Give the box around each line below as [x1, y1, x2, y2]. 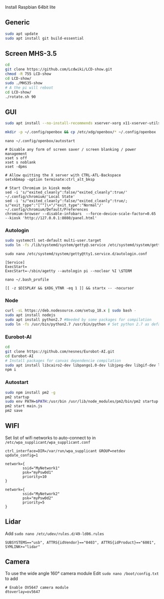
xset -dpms [5, 164, 27, 169]
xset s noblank [5, 160, 36, 165]
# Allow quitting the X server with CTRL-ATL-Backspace [5, 172, 121, 178]
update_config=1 [5, 453, 38, 457]
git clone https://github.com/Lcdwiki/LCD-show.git [5, 67, 112, 72]
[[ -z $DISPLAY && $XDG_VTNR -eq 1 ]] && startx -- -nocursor [5, 286, 134, 290]
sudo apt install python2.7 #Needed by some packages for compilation [5, 317, 152, 322]
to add [5, 575, 18, 582]
